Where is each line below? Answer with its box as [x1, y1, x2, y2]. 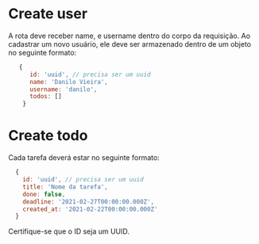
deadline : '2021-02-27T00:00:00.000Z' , [22, 197, 155, 206]
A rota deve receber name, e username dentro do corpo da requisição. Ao [8, 31, 251, 40]
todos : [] [29, 93, 62, 101]
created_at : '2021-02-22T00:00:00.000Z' [22, 205, 158, 213]
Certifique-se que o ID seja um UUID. [8, 227, 129, 236]
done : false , [22, 190, 66, 198]
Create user [8, 5, 88, 23]
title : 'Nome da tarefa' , [22, 183, 109, 191]
